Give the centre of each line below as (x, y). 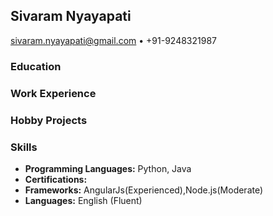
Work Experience (53, 93)
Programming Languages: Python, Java (108, 168)
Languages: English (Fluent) (83, 200)
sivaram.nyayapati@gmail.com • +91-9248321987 (113, 40)
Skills (24, 147)
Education (36, 66)
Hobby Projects (49, 120)
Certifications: (56, 179)
